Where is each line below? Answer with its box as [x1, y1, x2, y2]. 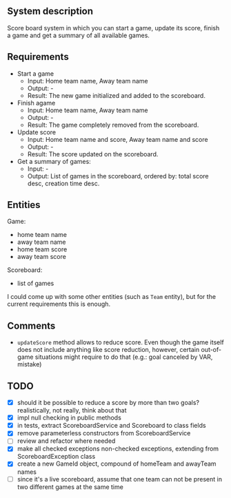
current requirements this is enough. [7, 300, 111, 309]
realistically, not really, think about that [17, 406, 127, 415]
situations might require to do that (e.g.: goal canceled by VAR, [34, 353, 213, 361]
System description [7, 6, 94, 17]
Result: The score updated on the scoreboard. [27, 149, 159, 158]
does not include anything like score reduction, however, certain [17, 346, 200, 354]
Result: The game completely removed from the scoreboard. [27, 121, 199, 129]
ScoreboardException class [17, 453, 96, 461]
